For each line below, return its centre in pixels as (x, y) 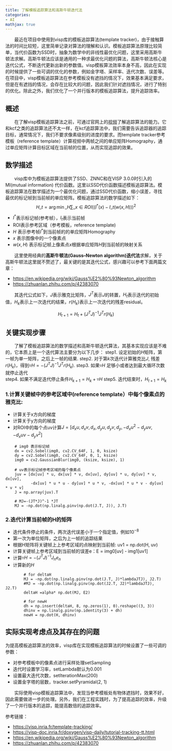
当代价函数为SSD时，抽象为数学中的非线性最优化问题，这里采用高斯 (86, 52)
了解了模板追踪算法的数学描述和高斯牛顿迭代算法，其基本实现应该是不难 (90, 346)
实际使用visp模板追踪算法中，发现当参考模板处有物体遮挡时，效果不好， (90, 693)
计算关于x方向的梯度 (34, 414)
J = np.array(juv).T (36, 492)
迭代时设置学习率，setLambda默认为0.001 (57, 669)
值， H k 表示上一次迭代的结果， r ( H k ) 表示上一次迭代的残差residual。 (76, 302)
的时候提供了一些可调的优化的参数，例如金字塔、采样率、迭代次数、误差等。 (86, 72)
